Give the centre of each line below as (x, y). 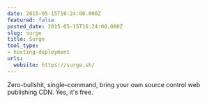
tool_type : (23, 46)
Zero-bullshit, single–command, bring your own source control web (104, 84)
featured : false (31, 20)
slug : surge (24, 33)
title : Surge (26, 39)
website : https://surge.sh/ (54, 65)
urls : (15, 59)
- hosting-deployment (39, 53)
